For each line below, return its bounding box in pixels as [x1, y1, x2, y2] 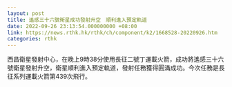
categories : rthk [7, 36, 57, 42]
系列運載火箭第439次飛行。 [12, 73, 92, 81]
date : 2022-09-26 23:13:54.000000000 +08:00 [7, 23, 137, 29]
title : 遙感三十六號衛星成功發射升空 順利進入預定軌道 [7, 16, 147, 23]
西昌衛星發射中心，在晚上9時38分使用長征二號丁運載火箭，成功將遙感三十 [7, 55, 218, 64]
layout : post [7, 10, 45, 17]
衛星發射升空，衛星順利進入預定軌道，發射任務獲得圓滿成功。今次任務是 [12, 64, 219, 72]
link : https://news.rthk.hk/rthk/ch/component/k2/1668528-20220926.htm [7, 29, 217, 36]
